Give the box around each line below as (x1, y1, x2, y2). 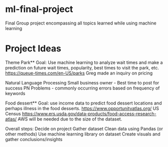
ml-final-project (5, 3, 74, 15)
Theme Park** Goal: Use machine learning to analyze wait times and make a (5, 59, 163, 65)
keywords (5, 90, 26, 96)
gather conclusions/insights (5, 136, 63, 142)
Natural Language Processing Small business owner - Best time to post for (5, 79, 159, 85)
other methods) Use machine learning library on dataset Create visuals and (5, 131, 160, 137)
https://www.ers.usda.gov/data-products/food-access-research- (22, 110, 156, 116)
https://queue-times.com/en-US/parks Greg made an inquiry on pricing (5, 70, 153, 76)
